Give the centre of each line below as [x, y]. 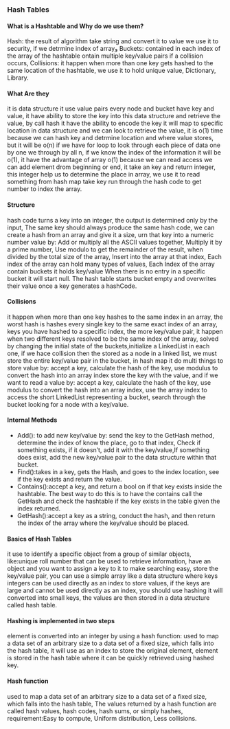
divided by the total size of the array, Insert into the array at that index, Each [114, 256]
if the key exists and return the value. [69, 479]
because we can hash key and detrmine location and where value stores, [111, 138]
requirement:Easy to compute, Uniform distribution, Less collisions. [102, 718]
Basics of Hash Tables [39, 539]
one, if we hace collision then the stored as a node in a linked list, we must [112, 353]
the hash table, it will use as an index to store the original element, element [113, 651]
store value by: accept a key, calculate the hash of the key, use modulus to [113, 368]
